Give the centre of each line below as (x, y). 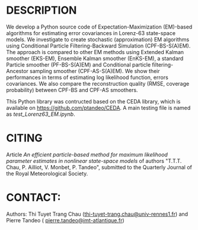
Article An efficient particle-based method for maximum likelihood (87, 155)
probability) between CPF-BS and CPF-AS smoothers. (72, 90)
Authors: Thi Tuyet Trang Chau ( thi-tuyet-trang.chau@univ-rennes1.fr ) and (97, 214)
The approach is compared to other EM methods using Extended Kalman (95, 52)
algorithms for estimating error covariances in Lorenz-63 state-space (91, 33)
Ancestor (17, 71)
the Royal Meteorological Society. (47, 174)
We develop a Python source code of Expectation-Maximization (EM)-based (99, 27)
